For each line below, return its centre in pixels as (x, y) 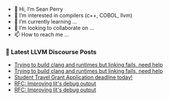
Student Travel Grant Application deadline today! (73, 77)
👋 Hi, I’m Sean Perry (38, 9)
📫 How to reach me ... (41, 34)
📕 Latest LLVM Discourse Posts (51, 52)
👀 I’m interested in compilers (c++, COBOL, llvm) (73, 15)
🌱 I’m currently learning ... (45, 22)
